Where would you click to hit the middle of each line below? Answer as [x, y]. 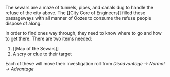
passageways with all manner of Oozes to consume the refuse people [78, 18]
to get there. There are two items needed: [49, 38]
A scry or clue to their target [42, 54]
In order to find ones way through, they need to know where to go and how [84, 33]
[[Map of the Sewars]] [36, 48]
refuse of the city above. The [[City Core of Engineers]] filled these [75, 13]
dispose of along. [23, 23]
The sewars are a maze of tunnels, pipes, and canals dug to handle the [79, 7]
